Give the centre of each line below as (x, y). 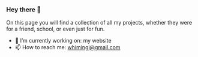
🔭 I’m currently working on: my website (63, 41)
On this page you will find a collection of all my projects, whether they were (99, 23)
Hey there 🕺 (23, 10)
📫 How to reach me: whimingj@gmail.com (68, 47)
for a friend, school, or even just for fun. (55, 29)
